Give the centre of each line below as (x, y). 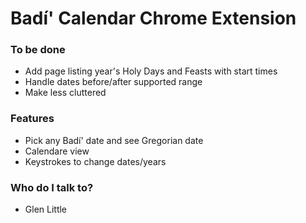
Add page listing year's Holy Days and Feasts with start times (151, 71)
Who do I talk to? (52, 187)
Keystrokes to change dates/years (95, 161)
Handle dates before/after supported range (113, 82)
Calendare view (57, 151)
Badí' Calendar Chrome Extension (153, 18)
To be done (38, 50)
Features (32, 119)
